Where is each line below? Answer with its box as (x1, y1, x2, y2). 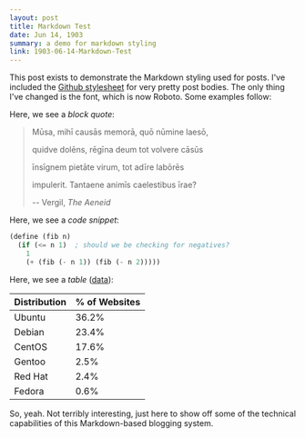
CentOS (14, 340, 48, 353)
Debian (14, 325, 45, 338)
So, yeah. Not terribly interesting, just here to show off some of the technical (9, 408, 297, 419)
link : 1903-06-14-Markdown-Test (9, 47, 132, 56)
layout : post (9, 13, 59, 23)
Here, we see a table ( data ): (9, 274, 114, 284)
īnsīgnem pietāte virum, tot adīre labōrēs (31, 162, 185, 173)
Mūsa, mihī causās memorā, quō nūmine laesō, (31, 126, 209, 137)
